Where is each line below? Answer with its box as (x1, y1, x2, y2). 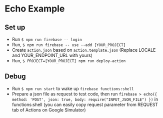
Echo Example (4, 3, 65, 15)
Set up (4, 23, 25, 32)
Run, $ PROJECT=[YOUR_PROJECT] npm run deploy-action (11, 58, 126, 63)
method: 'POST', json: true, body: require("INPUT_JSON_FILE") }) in (11, 96, 158, 102)
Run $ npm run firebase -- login (11, 36, 82, 42)
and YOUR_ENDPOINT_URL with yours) (11, 52, 93, 58)
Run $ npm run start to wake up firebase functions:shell (11, 85, 134, 91)
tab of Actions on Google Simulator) (11, 106, 86, 113)
